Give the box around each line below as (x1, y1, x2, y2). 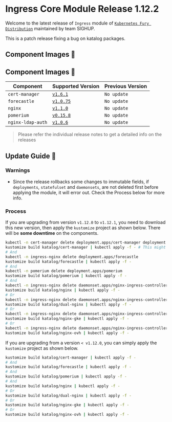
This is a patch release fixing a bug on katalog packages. (5, 35, 125, 41)
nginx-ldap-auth (8, 120, 48, 125)
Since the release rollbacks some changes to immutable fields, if (12, 179, 149, 185)
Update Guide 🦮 (5, 151, 56, 160)
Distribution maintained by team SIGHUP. (5, 25, 95, 31)
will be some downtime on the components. (5, 230, 99, 236)
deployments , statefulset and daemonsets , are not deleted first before (12, 184, 159, 190)
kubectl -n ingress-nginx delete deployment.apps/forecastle (5, 254, 139, 259)
